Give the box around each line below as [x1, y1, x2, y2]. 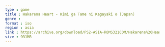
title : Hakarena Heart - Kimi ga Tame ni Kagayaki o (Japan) [5, 12, 135, 17]
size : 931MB [5, 35, 32, 40]
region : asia [5, 25, 34, 30]
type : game [5, 7, 29, 12]
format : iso [5, 21, 32, 26]
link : [5, 30, 19, 35]
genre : [5, 16, 21, 21]
